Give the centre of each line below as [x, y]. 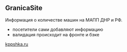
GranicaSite [24, 8]
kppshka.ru [17, 44]
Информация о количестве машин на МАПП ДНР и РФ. [64, 20]
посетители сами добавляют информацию [58, 29]
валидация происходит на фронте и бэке [56, 34]
